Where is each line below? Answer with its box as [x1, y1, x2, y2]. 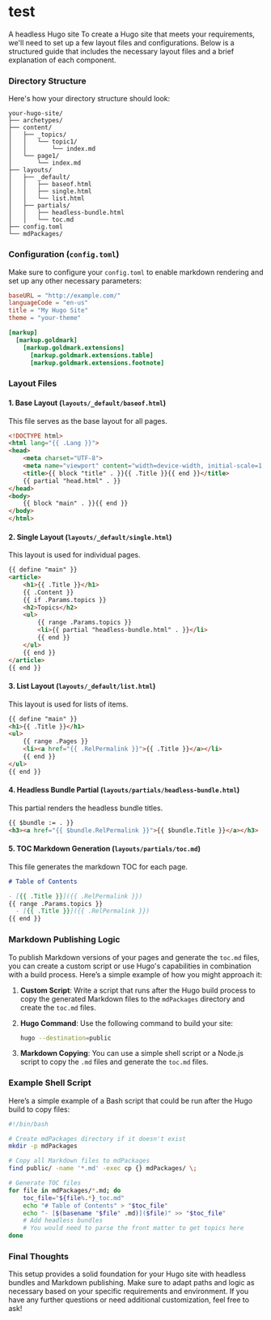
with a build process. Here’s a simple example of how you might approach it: [8, 969, 263, 979]
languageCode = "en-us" [8, 299, 89, 307]
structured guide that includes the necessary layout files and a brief [8, 46, 235, 56]
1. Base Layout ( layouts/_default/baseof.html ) [8, 398, 167, 408]
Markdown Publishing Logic [8, 934, 121, 946]
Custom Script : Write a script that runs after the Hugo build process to [19, 985, 256, 995]
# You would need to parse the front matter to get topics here [23, 1224, 244, 1232]
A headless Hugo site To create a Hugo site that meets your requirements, [8, 29, 255, 39]
